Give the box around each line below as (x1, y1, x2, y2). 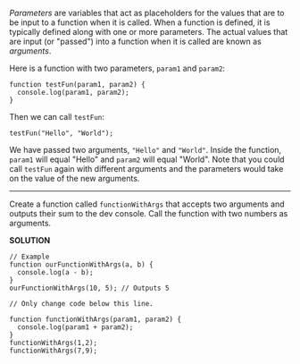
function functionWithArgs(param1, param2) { (9, 315, 181, 324)
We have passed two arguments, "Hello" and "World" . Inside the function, (9, 145, 282, 155)
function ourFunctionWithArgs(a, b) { (9, 260, 154, 269)
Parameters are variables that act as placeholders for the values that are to (9, 8, 285, 18)
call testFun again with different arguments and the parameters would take (9, 164, 284, 174)
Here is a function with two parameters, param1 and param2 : (9, 63, 226, 73)
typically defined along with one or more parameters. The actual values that (9, 27, 288, 37)
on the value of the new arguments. (9, 174, 140, 183)
